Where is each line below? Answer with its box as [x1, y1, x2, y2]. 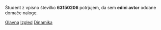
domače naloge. [5, 10, 38, 16]
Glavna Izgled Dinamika [5, 20, 53, 25]
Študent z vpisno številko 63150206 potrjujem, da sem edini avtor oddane [5, 5, 156, 10]
